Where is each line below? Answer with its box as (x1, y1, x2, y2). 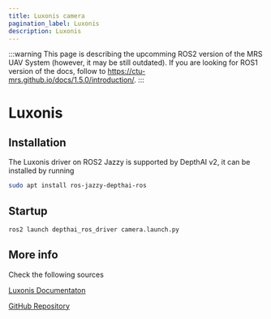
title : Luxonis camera (8, 11, 85, 20)
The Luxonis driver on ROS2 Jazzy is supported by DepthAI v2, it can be (8, 157, 251, 167)
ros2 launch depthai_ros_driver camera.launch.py (8, 226, 180, 234)
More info (8, 248, 58, 262)
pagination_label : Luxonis (8, 19, 100, 28)
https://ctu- (107, 67, 146, 76)
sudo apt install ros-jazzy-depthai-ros (8, 182, 148, 190)
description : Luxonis (8, 27, 82, 35)
